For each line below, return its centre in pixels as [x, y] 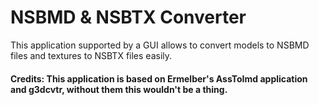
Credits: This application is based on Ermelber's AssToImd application [159, 78]
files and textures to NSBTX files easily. [91, 55]
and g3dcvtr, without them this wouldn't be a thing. [119, 89]
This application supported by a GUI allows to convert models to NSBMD [160, 45]
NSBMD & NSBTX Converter [128, 17]
